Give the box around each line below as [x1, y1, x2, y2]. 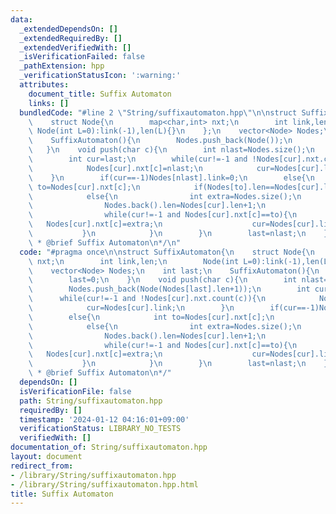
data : [10, 14, 33, 25]
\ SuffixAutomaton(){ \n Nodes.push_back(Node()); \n [28, 136, 293, 146]
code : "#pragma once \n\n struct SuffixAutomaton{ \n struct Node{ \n [19, 247, 315, 257]
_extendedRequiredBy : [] [19, 33, 123, 43]
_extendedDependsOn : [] [19, 24, 118, 34]
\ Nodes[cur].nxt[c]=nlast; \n [28, 163, 203, 173]
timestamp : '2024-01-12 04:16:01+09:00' [19, 414, 190, 425]
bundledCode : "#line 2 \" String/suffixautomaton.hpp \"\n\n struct [19, 107, 298, 118]
